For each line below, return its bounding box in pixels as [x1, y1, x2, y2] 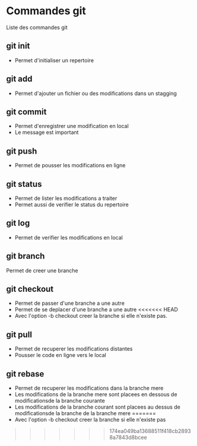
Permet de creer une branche [6, 267, 78, 274]
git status [6, 179, 42, 189]
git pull [6, 329, 33, 339]
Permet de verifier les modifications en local [14, 234, 123, 241]
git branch [6, 251, 45, 262]
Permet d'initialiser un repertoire [14, 56, 94, 63]
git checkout [6, 284, 54, 294]
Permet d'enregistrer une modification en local [14, 123, 129, 130]
